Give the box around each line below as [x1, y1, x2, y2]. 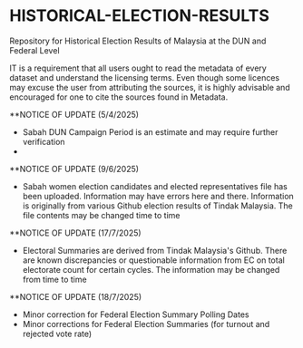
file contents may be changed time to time [22, 209, 181, 220]
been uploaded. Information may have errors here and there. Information [22, 190, 295, 201]
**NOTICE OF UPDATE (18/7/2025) [9, 291, 142, 302]
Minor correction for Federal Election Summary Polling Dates [22, 309, 249, 320]
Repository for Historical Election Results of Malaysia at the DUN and [9, 35, 267, 46]
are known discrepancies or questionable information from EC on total [22, 255, 286, 266]
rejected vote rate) [22, 328, 93, 339]
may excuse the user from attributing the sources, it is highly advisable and [9, 82, 290, 92]
